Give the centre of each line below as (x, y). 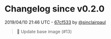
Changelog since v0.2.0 (55, 9)
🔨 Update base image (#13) (44, 31)
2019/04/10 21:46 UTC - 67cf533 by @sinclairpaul (55, 22)
